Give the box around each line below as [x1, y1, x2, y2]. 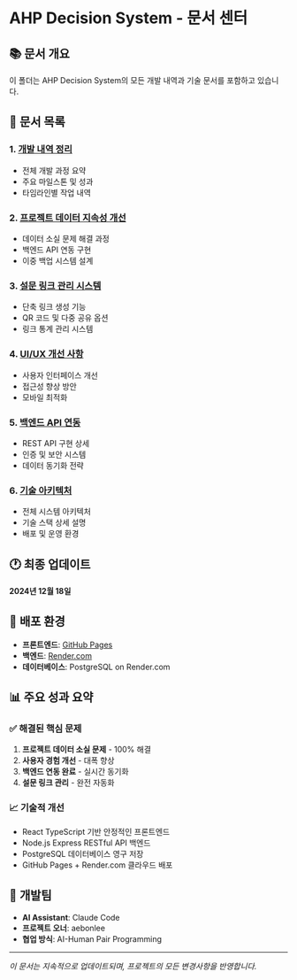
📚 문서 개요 [9, 46, 71, 61]
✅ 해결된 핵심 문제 [9, 722, 82, 735]
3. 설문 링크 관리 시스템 [9, 280, 102, 292]
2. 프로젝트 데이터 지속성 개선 [9, 212, 126, 224]
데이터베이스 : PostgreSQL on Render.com [21, 661, 171, 672]
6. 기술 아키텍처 [9, 484, 72, 497]
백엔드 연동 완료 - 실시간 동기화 [21, 767, 130, 777]
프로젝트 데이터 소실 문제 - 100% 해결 [21, 745, 152, 755]
